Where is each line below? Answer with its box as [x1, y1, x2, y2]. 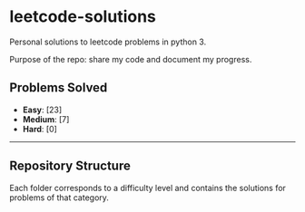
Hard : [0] [22, 123, 57, 134]
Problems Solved [9, 80, 108, 96]
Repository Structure [9, 159, 132, 174]
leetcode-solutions [9, 6, 157, 27]
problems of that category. [9, 192, 109, 203]
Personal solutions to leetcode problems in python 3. [9, 36, 207, 47]
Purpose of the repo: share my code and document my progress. [9, 53, 252, 64]
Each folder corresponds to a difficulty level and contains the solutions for [9, 182, 286, 193]
